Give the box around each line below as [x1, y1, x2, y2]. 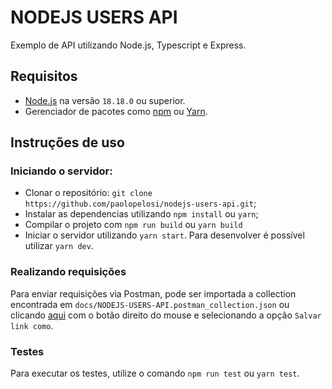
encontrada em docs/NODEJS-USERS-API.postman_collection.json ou [10, 298, 290, 310]
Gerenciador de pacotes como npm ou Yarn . [24, 105, 208, 117]
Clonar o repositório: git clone [24, 187, 153, 199]
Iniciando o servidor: [10, 164, 113, 178]
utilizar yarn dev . [24, 240, 94, 252]
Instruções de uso [10, 134, 125, 151]
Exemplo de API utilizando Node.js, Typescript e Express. [10, 39, 247, 51]
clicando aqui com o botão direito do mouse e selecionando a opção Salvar [10, 309, 322, 321]
